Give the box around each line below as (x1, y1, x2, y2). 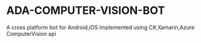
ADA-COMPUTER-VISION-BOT (6, 4, 165, 18)
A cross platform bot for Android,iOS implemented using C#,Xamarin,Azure (6, 24, 195, 31)
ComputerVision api (6, 30, 56, 37)
